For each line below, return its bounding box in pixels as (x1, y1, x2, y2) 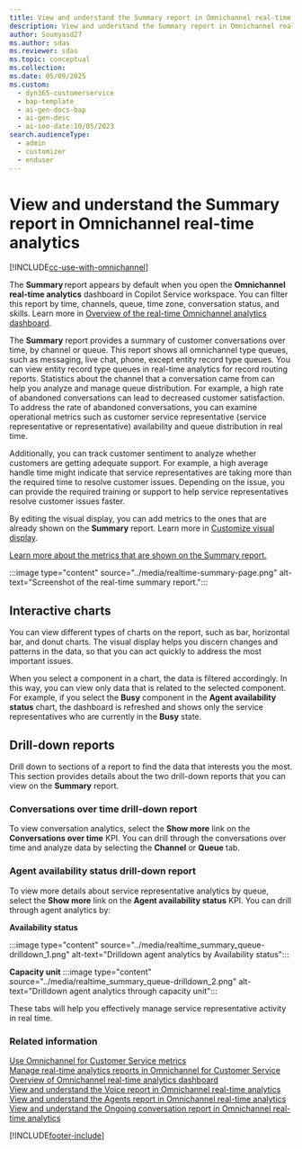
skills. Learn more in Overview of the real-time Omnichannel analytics (9, 308, 267, 319)
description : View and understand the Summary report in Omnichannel (9, 22, 276, 31)
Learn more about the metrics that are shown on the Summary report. (9, 550, 267, 561)
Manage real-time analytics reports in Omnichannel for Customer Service (9, 1064, 281, 1075)
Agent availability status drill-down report (9, 865, 196, 877)
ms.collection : (9, 64, 67, 73)
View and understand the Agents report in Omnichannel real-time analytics (9, 1093, 287, 1104)
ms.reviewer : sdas (9, 47, 78, 56)
